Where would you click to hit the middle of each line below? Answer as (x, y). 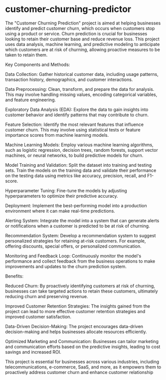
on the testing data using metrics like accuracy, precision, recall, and (76, 175)
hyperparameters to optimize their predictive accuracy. (62, 196)
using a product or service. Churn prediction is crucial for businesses (76, 33)
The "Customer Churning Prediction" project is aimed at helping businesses (83, 23)
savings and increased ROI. (33, 352)
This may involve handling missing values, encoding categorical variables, (81, 94)
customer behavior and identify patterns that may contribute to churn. (77, 115)
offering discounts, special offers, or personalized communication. (73, 246)
